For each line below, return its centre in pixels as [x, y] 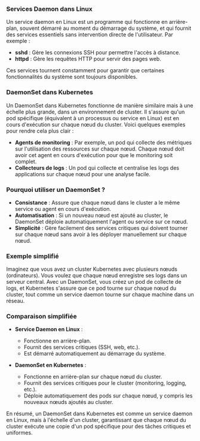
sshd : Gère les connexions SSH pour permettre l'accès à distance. [98, 53]
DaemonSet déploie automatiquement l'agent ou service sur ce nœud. [101, 221]
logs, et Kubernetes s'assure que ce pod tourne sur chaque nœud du [91, 288]
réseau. [16, 301]
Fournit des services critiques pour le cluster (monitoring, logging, [105, 383]
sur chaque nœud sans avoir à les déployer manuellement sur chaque [101, 234]
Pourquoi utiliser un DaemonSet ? [56, 189]
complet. [26, 161]
